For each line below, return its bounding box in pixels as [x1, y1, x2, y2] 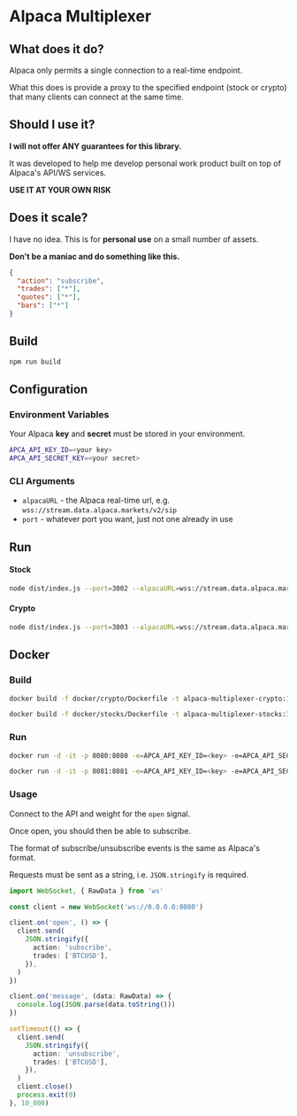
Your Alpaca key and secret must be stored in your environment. [9, 428, 246, 440]
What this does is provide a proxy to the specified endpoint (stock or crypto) [9, 82, 287, 92]
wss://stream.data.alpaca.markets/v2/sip [21, 506, 177, 515]
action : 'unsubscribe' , [32, 1049, 121, 1058]
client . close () [17, 1082, 73, 1091]
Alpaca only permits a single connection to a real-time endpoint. [9, 65, 243, 75]
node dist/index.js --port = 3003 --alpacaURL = [9, 622, 179, 631]
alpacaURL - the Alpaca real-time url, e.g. [21, 495, 171, 506]
